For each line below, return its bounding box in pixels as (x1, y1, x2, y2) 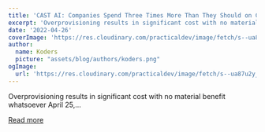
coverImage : (8, 33, 47, 42)
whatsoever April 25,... (8, 100, 81, 109)
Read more (8, 115, 44, 124)
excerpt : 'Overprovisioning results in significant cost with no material (8, 19, 259, 27)
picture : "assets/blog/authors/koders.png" (15, 56, 160, 64)
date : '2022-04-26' (8, 26, 73, 34)
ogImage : (8, 63, 37, 71)
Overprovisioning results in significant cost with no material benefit (8, 91, 226, 101)
